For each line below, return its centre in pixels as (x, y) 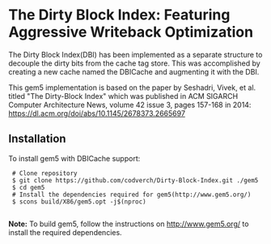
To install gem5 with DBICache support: (74, 158)
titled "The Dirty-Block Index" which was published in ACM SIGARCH (123, 96)
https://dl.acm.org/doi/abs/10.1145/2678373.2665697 (97, 113)
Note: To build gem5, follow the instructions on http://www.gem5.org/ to (129, 224)
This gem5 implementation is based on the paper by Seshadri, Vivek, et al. (132, 88)
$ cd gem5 (28, 187)
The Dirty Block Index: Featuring (119, 15)
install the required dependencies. (66, 232)
